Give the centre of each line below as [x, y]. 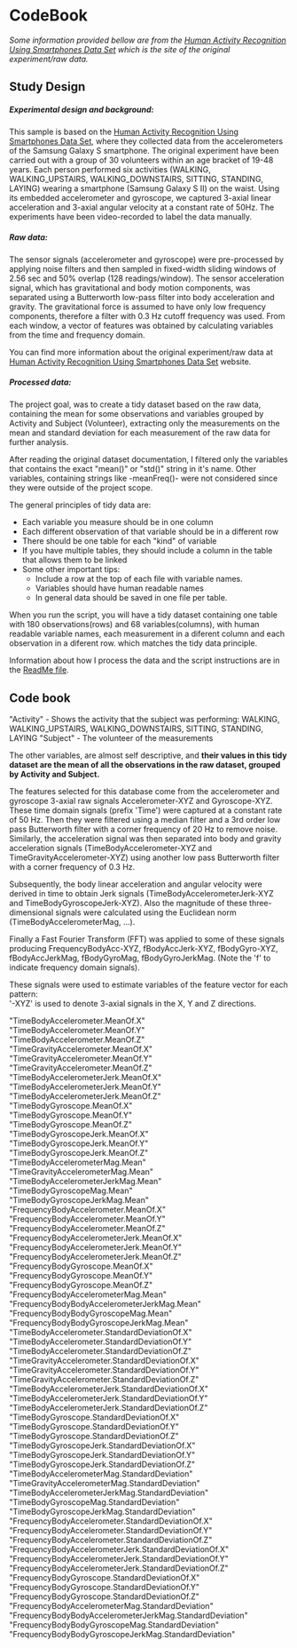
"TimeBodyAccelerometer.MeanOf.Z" [77, 1039]
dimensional [31, 912]
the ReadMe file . [39, 670]
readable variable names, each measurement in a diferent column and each [147, 634]
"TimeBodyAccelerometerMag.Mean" [78, 1162]
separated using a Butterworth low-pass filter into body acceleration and [142, 298]
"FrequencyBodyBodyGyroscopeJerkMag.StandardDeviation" [122, 1635]
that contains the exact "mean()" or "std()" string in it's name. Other [133, 469]
